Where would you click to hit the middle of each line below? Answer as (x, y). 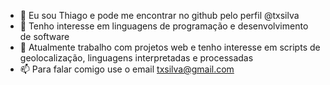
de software (44, 36)
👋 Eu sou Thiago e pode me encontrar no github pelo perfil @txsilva (159, 15)
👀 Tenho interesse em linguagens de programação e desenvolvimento (164, 26)
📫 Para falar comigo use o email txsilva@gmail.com (127, 69)
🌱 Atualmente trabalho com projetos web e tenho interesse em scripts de (170, 47)
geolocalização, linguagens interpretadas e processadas (136, 58)
